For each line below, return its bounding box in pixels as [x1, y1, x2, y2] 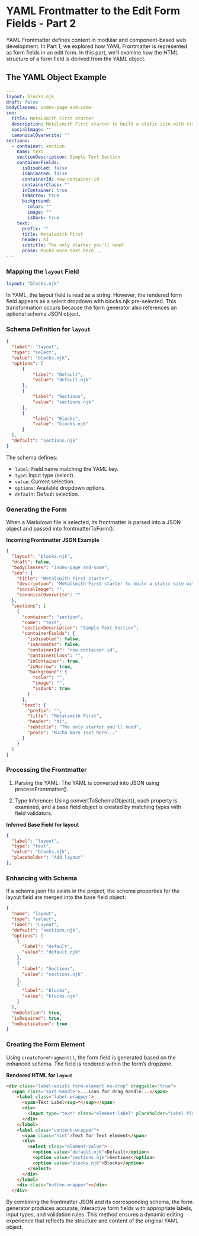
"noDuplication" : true [11, 1020, 68, 1027]
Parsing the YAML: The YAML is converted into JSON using [14, 779, 160, 786]
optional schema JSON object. [6, 310, 81, 317]
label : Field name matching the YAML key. [14, 465, 118, 472]
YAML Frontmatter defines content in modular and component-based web [6, 36, 187, 43]
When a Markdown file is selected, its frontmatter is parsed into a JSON [6, 519, 181, 526]
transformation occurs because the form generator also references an [6, 304, 177, 312]
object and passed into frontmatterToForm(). [6, 525, 114, 532]
